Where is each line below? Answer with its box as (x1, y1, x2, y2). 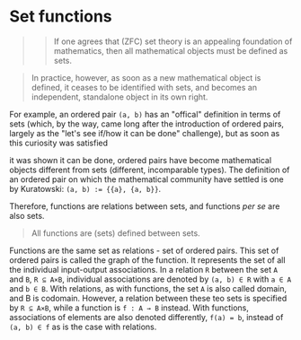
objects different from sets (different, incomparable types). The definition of (9, 164, 290, 175)
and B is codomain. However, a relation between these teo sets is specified (9, 292, 288, 303)
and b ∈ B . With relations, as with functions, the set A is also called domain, (9, 283, 288, 293)
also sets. (9, 210, 45, 221)
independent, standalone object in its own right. (31, 92, 208, 102)
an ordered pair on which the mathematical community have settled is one (9, 173, 285, 185)
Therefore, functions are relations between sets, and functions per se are (9, 200, 280, 212)
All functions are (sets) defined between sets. (31, 227, 200, 239)
